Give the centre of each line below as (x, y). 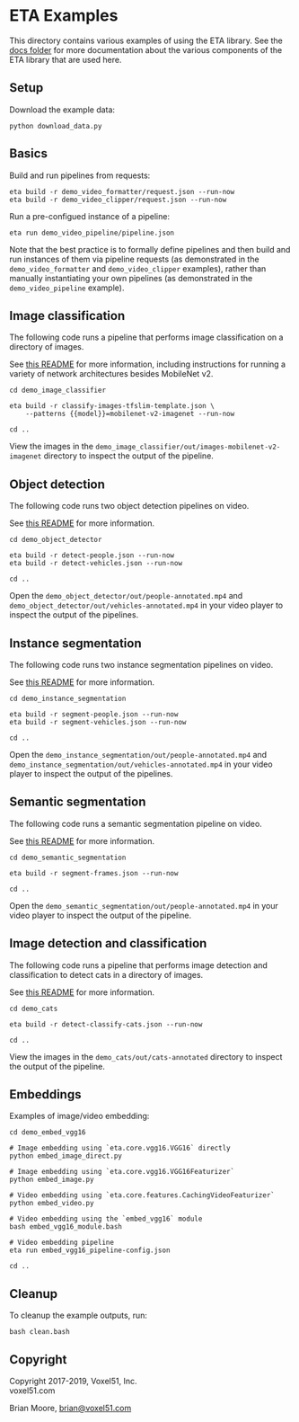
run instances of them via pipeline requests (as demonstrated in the (134, 259)
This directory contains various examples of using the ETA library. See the (146, 40)
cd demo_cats (34, 1009)
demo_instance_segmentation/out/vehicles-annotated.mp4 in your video (141, 764)
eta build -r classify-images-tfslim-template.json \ (112, 406)
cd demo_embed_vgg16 (48, 1133)
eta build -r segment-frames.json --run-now (94, 873)
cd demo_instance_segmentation (68, 698)
